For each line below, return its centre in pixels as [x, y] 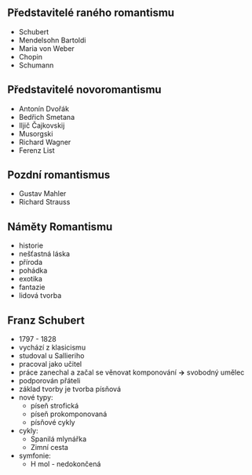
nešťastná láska [44, 254]
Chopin [30, 56]
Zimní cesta [49, 448]
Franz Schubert [46, 320]
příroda [31, 263]
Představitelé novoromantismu [84, 90]
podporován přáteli [49, 381]
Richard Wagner [45, 142]
